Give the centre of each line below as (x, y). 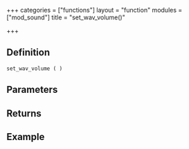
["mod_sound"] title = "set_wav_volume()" (66, 17)
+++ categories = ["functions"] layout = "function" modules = (94, 10)
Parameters (32, 90)
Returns (24, 113)
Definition (28, 52)
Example (26, 137)
